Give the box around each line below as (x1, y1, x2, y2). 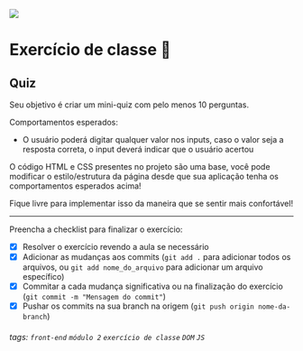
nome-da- (258, 302, 291, 311)
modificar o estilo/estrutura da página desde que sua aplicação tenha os (9, 171, 280, 181)
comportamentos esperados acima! (9, 180, 142, 191)
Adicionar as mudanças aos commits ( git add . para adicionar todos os (22, 252, 291, 263)
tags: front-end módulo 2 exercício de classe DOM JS (9, 331, 206, 342)
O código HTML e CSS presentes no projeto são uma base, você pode (9, 162, 271, 171)
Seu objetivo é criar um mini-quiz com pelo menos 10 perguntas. (9, 99, 250, 110)
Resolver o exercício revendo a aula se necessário (22, 242, 209, 252)
